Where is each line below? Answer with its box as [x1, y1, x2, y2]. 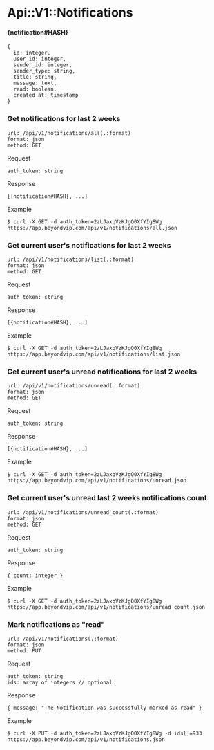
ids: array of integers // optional [7, 679, 113, 686]
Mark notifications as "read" [7, 619, 106, 629]
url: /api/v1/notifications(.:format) [7, 635, 119, 642]
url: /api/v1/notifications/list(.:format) [7, 256, 135, 263]
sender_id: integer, [13, 62, 72, 68]
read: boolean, [13, 86, 57, 93]
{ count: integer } [7, 572, 64, 579]
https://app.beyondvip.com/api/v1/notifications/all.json [7, 224, 177, 231]
